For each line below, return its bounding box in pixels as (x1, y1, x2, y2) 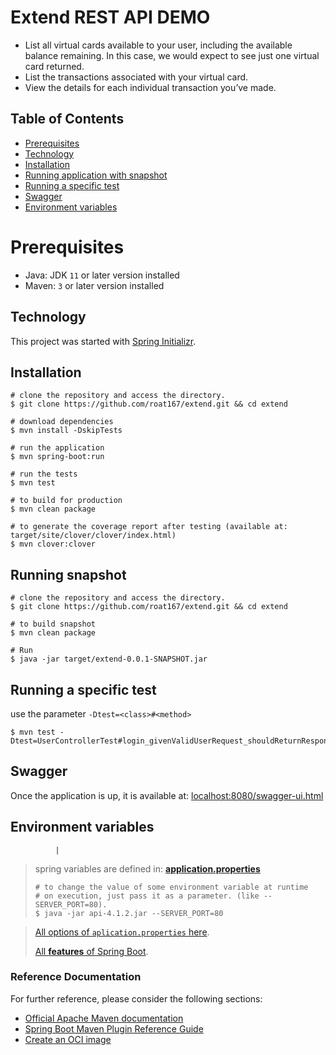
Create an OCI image (24, 1033, 112, 1045)
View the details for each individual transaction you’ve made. (24, 81, 277, 93)
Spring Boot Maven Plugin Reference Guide (24, 1022, 204, 1035)
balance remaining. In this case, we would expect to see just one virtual (24, 49, 320, 61)
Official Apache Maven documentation (24, 1012, 184, 1024)
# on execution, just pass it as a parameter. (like (34, 891, 260, 901)
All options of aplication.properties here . (34, 926, 210, 938)
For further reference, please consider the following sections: (10, 992, 263, 1005)
